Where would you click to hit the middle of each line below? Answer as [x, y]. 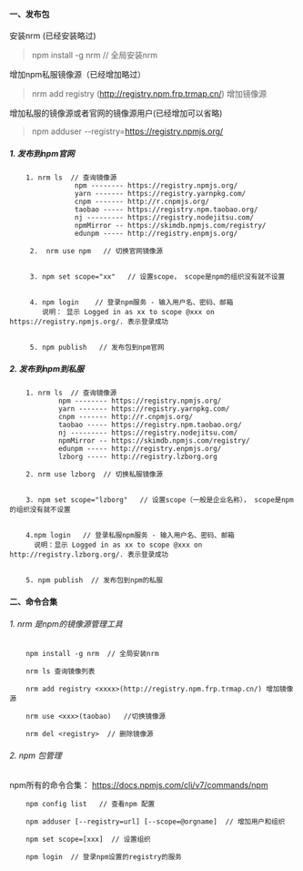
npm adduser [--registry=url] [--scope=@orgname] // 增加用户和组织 [156, 822]
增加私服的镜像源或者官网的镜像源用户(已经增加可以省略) [116, 113]
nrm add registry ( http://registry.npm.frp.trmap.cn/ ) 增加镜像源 [149, 94]
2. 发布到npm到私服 [47, 368]
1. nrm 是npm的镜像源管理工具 [66, 624]
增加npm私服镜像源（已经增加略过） [78, 75]
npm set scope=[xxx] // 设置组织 [89, 840]
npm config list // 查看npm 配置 [91, 804]
